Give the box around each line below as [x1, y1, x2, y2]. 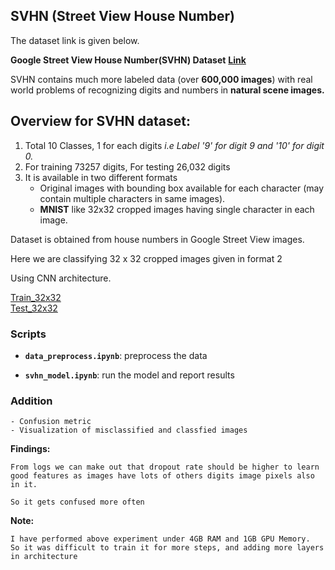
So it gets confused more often [10, 497, 145, 508]
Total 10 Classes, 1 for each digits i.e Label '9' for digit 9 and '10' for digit [24, 139, 325, 151]
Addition [10, 394, 53, 408]
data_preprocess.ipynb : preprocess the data [24, 349, 208, 361]
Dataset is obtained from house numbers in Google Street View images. [10, 233, 305, 245]
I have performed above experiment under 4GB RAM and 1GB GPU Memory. [10, 534, 311, 544]
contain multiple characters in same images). [39, 192, 226, 204]
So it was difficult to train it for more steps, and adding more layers [10, 543, 325, 553]
